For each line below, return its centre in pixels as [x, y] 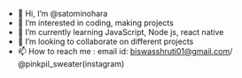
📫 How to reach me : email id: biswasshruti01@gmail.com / [125, 51]
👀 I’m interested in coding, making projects [96, 23]
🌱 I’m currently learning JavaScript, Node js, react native [121, 32]
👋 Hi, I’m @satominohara [62, 14]
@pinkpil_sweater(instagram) [71, 64]
